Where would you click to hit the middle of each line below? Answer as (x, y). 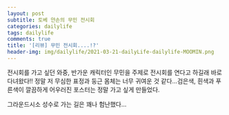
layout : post (26, 13)
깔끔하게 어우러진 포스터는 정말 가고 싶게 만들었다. (92, 90)
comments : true (29, 39)
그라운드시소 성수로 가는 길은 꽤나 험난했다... (67, 104)
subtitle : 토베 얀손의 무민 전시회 (51, 20)
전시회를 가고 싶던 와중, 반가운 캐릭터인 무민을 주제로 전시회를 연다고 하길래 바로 (115, 72)
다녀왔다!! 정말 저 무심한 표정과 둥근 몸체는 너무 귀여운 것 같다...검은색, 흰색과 (111, 81)
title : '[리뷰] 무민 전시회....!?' (53, 45)
